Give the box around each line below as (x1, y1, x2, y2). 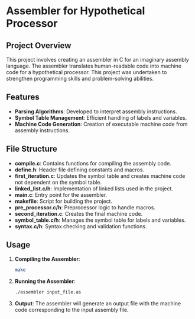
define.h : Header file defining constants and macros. (14, 166, 145, 173)
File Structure (6, 144, 57, 154)
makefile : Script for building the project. (14, 197, 113, 205)
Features (6, 92, 40, 102)
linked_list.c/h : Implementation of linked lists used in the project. (14, 185, 173, 192)
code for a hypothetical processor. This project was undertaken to (6, 69, 167, 75)
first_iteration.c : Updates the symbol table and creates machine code (14, 172, 186, 179)
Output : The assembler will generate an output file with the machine (14, 300, 181, 307)
